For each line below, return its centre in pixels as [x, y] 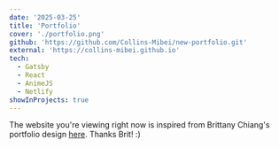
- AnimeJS [35, 83]
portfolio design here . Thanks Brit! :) [75, 135]
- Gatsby [33, 67]
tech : [19, 58]
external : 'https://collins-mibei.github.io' [94, 51]
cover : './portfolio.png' [57, 34]
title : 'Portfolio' [45, 26]
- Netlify [35, 91]
